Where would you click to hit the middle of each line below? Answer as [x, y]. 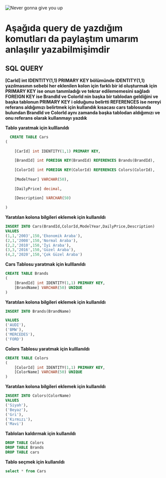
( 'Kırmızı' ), [19, 419]
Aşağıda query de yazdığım [64, 28]
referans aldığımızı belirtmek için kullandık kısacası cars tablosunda [78, 107]
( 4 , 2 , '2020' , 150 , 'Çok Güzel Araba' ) [44, 255]
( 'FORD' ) [14, 339]
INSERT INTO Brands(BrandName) [38, 311]
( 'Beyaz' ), [17, 410]
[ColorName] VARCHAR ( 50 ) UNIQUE [48, 372]
